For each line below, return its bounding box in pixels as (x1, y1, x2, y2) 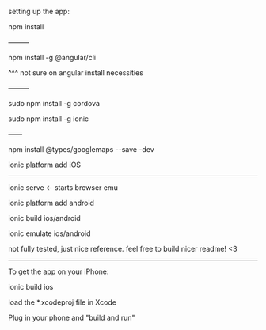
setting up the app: (8, 7, 70, 16)
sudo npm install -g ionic (8, 114, 89, 123)
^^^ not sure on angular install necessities (8, 68, 144, 78)
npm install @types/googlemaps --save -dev (8, 145, 154, 154)
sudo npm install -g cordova (8, 99, 101, 108)
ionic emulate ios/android (8, 229, 91, 238)
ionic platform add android (8, 198, 95, 207)
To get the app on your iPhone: (8, 267, 109, 276)
